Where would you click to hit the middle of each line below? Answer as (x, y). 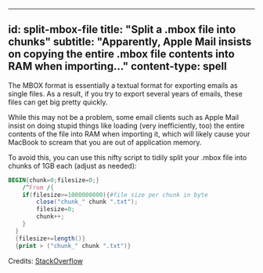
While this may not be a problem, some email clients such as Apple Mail (124, 117)
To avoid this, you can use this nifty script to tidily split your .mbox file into (128, 157)
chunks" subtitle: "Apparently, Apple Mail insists (130, 42)
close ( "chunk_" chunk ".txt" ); (87, 202)
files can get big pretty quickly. (58, 102)
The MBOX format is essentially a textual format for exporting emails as (123, 85)
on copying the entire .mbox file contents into (121, 55)
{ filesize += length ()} (50, 238)
